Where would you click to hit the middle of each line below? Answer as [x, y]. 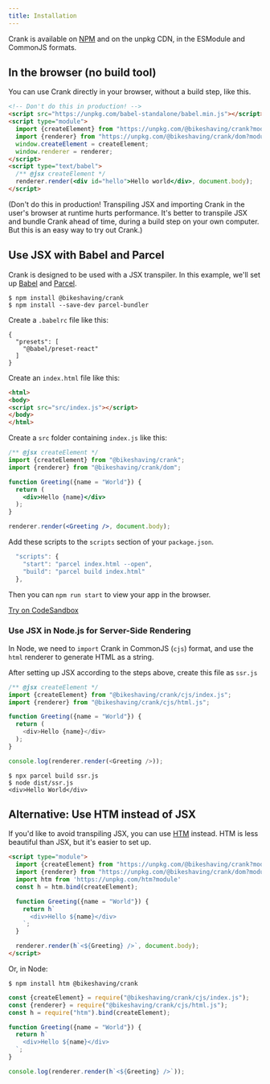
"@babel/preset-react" [61, 348]
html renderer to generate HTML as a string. [81, 657]
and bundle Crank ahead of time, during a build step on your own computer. [134, 221]
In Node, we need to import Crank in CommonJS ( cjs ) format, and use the [131, 648]
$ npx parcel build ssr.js [53, 776]
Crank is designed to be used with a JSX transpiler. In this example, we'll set [135, 274]
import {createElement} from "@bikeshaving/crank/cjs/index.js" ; [120, 695]
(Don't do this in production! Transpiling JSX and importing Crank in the [127, 204]
